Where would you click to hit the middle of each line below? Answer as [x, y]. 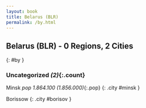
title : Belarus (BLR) [32, 17]
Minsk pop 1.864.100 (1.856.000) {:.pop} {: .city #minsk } [73, 88]
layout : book [22, 11]
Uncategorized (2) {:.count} [46, 75]
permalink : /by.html [31, 22]
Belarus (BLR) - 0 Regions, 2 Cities [70, 46]
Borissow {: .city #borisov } [39, 99]
